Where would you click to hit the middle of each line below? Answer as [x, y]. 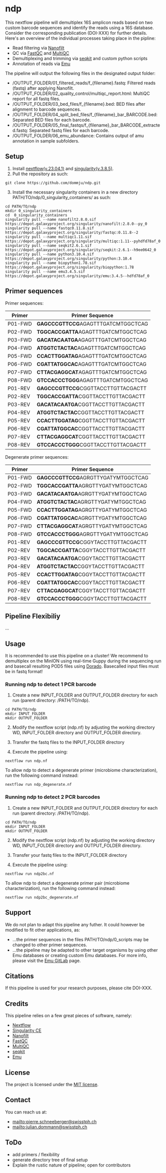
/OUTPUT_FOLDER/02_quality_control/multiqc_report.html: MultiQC [81, 93]
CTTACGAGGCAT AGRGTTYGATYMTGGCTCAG [92, 526]
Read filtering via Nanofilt [38, 48]
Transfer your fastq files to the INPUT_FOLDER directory [70, 855]
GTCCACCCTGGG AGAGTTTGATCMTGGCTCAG [92, 380]
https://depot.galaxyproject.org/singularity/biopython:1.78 [70, 267]
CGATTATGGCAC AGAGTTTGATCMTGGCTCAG [92, 364]
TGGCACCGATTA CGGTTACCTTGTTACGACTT [91, 396]
